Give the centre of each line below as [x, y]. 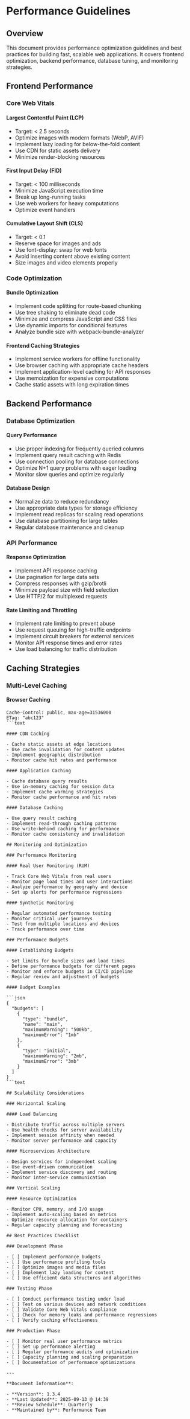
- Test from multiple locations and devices [63, 924]
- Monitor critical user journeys [50, 918]
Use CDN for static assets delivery [57, 150]
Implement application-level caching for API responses [83, 372]
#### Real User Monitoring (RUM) [48, 866]
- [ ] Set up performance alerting [51, 1347]
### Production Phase [33, 1331]
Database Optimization [41, 421]
